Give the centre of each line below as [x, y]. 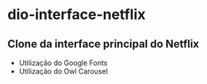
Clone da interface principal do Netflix [103, 44]
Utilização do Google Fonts [63, 63]
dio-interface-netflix [77, 15]
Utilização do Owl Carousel [63, 71]
